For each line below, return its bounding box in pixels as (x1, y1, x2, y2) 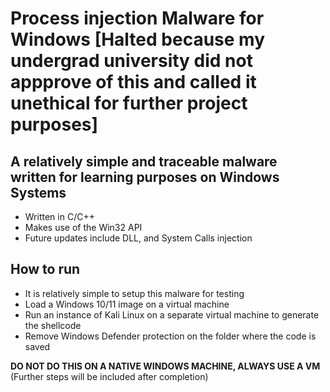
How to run (10, 261, 81, 278)
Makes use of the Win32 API (24, 222, 143, 233)
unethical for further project (10, 92, 248, 115)
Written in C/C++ (24, 211, 95, 222)
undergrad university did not (10, 50, 253, 72)
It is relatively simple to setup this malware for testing (24, 287, 245, 299)
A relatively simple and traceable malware (10, 153, 278, 170)
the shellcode (24, 319, 82, 331)
